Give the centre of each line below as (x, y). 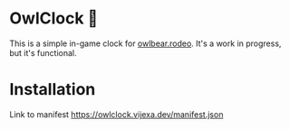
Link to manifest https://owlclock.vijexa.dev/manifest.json (116, 114)
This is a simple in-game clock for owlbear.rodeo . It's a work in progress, (145, 43)
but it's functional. (43, 52)
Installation (53, 90)
